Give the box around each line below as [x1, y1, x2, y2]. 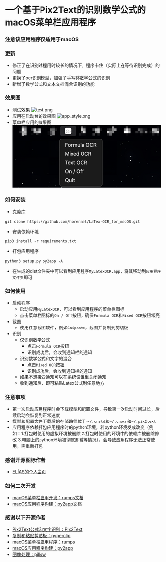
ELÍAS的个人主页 [12, 468, 46, 475]
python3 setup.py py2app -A [5, 258, 63, 264]
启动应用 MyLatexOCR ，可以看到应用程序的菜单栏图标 [19, 306, 124, 312]
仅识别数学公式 [19, 337, 50, 343]
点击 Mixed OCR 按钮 [27, 362, 65, 368]
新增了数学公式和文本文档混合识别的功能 [12, 81, 95, 87]
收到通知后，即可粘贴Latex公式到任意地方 [19, 380, 105, 386]
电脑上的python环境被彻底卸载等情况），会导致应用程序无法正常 [22, 437, 151, 443]
